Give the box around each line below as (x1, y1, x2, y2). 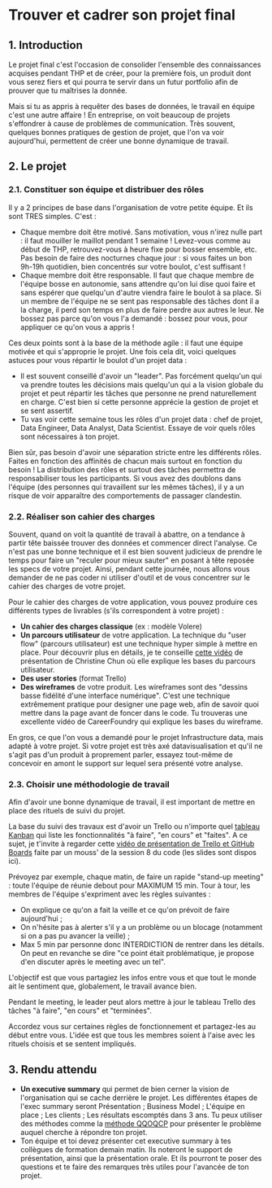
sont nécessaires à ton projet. (19, 432, 120, 441)
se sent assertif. (19, 405, 75, 415)
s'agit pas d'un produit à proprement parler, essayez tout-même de (8, 749, 233, 759)
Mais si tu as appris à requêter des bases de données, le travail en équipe (8, 102, 256, 111)
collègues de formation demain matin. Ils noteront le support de (19, 1145, 233, 1155)
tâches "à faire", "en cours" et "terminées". (8, 1006, 152, 1015)
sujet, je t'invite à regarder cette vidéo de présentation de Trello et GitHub (8, 839, 255, 848)
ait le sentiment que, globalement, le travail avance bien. (8, 981, 197, 991)
